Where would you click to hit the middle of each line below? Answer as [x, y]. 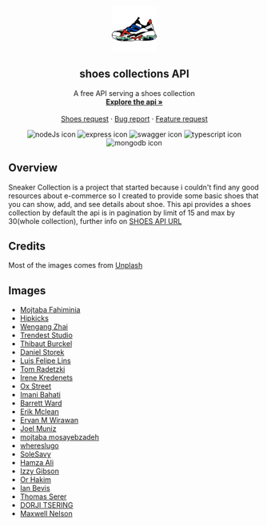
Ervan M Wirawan [49, 420]
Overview [33, 168]
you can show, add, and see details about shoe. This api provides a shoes [130, 204]
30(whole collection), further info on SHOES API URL [95, 221]
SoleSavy [36, 454]
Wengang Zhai [44, 327]
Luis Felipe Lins [46, 361]
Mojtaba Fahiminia [50, 310]
